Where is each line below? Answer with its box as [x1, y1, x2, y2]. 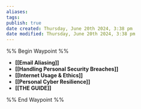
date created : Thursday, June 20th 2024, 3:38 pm [6, 25, 133, 32]
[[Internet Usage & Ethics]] [14, 72, 83, 79]
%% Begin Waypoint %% [6, 47, 69, 54]
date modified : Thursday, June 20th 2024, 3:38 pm [6, 31, 136, 37]
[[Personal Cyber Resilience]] [14, 78, 91, 86]
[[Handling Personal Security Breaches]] [14, 65, 119, 72]
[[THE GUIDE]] [14, 84, 52, 92]
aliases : [6, 8, 28, 15]
